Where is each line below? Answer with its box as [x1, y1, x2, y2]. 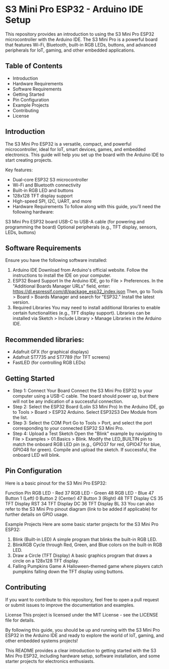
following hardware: [12, 209, 54, 215]
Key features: [5, 167, 33, 173]
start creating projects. [5, 157, 53, 163]
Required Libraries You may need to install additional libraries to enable [12, 305, 160, 311]
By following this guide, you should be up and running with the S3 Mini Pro [5, 627, 160, 633]
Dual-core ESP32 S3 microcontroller [12, 176, 88, 182]
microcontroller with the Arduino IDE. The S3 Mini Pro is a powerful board [5, 36, 158, 42]
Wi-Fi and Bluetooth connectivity [12, 182, 81, 188]
